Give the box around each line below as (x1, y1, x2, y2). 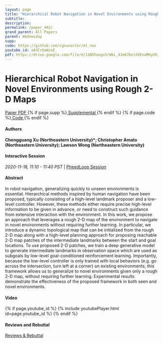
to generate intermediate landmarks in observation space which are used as (5, 247, 157, 253)
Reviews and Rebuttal (5, 322, 50, 327)
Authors (5, 126, 22, 131)
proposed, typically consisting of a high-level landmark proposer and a (5, 196, 147, 202)
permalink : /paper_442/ (5, 25, 53, 30)
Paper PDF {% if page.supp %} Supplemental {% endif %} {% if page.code (5, 110, 155, 115)
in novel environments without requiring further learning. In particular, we (5, 222, 151, 228)
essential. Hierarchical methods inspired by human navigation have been (5, 191, 150, 196)
